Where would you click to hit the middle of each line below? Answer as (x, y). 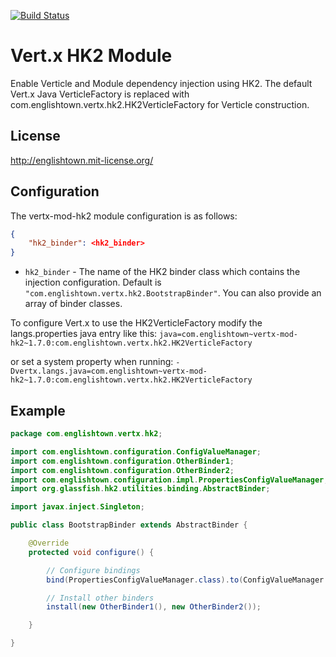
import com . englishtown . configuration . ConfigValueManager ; (136, 451)
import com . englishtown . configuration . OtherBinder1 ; (122, 461)
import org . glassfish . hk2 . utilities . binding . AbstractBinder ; (140, 489)
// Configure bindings (93, 570)
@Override (49, 543)
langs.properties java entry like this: (84, 334)
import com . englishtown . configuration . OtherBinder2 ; (122, 470)
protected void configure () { (91, 552)
